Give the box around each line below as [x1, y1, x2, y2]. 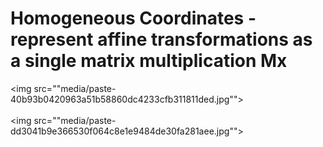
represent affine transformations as [10, 28, 313, 51]
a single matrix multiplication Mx [10, 50, 288, 72]
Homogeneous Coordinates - [10, 7, 257, 30]
